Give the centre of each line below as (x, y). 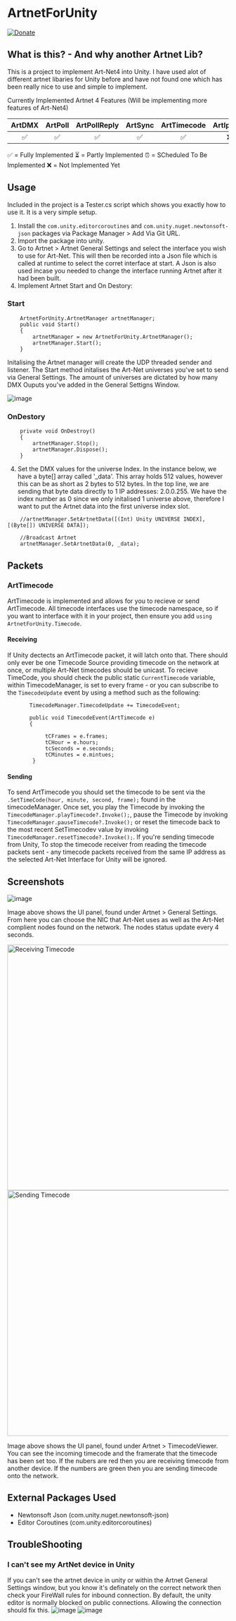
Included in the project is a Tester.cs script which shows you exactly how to (117, 204)
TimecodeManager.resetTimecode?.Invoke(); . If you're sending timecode (111, 837)
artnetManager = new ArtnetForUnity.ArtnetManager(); (113, 337)
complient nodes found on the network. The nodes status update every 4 (113, 927)
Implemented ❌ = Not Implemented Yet (64, 165)
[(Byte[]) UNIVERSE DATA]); (48, 526)
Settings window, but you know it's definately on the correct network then (114, 1587)
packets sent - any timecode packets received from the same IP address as (117, 852)
